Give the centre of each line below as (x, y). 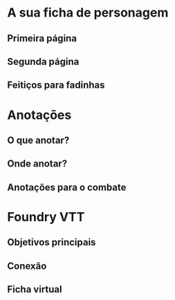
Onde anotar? (37, 164)
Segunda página (43, 61)
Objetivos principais (52, 242)
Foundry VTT (46, 217)
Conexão (27, 266)
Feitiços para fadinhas (56, 85)
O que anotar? (38, 140)
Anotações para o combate (67, 187)
